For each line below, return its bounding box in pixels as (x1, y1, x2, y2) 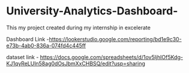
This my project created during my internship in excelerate (6, 24, 151, 31)
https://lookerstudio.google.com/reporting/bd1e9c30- (49, 35, 182, 42)
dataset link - (6, 53, 39, 60)
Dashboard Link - (6, 35, 49, 42)
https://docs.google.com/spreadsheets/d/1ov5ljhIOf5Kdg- (40, 53, 183, 60)
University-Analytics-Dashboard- (6, 4, 178, 18)
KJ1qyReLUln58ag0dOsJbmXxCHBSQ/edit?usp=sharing (6, 60, 146, 67)
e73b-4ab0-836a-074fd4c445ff (6, 42, 86, 49)
